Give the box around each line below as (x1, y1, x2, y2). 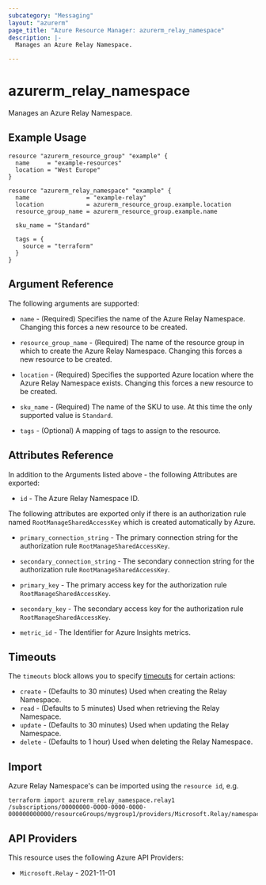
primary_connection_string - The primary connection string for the (19, 532, 238, 542)
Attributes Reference (8, 449, 114, 462)
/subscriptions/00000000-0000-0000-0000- (8, 803, 147, 811)
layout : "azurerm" (8, 19, 69, 27)
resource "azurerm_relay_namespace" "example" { (8, 187, 172, 195)
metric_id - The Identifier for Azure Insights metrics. (19, 627, 192, 637)
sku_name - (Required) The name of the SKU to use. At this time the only (19, 401, 253, 412)
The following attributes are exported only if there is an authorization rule (8, 508, 247, 518)
